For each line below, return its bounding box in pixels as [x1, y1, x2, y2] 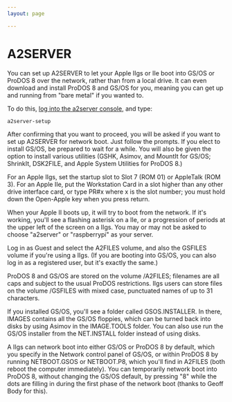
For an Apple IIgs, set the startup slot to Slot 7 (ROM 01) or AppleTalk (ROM [7, 173, 221, 181]
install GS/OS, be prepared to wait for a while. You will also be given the [7, 145, 212, 153]
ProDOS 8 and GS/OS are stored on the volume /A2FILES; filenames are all [7, 272, 220, 280]
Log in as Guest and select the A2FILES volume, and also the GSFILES [7, 244, 207, 253]
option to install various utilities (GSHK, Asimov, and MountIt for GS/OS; [7, 152, 211, 161]
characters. [7, 294, 40, 302]
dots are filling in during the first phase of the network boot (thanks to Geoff [7, 380, 224, 388]
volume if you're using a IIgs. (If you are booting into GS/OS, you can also [7, 251, 217, 259]
